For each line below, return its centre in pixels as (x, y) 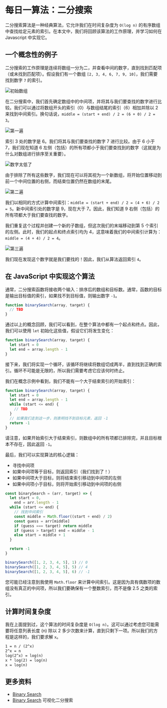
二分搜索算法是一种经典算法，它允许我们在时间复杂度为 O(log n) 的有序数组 (83, 25)
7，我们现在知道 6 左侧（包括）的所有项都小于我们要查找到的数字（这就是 (81, 147)
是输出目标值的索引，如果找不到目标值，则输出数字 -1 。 (63, 295)
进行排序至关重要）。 (47, 154)
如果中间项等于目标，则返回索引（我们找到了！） (62, 472)
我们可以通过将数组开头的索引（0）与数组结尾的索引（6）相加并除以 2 (86, 107)
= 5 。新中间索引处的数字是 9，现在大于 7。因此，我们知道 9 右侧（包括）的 (83, 209)
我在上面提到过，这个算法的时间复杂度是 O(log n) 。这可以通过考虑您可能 (80, 625)
